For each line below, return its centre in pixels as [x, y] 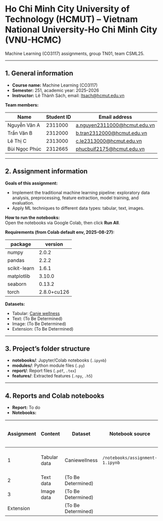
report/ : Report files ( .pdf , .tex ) [44, 371]
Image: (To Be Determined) [39, 324]
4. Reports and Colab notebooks [55, 396]
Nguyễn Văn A [24, 125]
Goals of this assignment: [32, 183]
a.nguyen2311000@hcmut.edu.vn [115, 125]
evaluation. [23, 203]
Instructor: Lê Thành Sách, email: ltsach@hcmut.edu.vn [68, 95]
